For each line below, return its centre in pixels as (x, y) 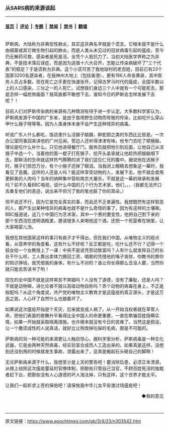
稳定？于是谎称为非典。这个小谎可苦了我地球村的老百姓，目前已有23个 (89, 69)
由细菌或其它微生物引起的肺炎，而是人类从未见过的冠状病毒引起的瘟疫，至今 (84, 50)
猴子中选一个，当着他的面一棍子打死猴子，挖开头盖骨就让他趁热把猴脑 (78, 153)
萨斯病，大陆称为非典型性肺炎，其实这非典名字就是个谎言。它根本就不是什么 (84, 44)
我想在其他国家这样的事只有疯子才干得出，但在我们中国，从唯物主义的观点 (82, 237)
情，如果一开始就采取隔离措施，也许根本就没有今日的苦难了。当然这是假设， (84, 322)
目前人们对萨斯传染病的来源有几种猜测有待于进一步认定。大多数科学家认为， (84, 111)
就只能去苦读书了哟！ (27, 269)
